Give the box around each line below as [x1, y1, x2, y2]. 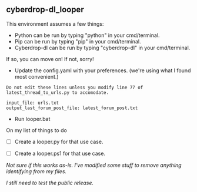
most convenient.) [14, 73, 59, 80]
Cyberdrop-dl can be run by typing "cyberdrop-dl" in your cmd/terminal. [14, 44, 191, 51]
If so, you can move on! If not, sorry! [6, 55, 94, 62]
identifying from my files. [6, 167, 66, 175]
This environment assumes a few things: [6, 20, 104, 27]
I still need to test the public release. [6, 179, 94, 186]
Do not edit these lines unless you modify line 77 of [6, 85, 143, 90]
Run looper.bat [14, 115, 51, 122]
